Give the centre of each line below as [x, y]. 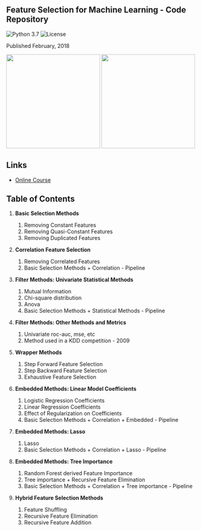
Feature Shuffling [46, 510]
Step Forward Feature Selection [63, 364]
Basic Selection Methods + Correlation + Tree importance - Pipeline [108, 486]
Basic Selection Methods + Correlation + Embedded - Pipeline [101, 420]
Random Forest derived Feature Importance [78, 473]
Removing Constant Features [60, 225]
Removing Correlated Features [62, 262]
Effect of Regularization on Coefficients [73, 413]
